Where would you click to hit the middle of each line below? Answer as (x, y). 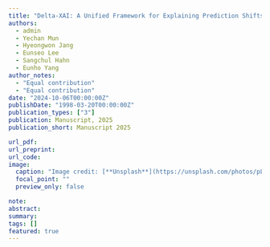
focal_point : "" (43, 180)
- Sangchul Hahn (43, 61)
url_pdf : (23, 142)
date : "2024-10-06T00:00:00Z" (59, 98)
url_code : (25, 157)
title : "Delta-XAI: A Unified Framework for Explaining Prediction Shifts (136, 16)
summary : (23, 216)
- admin (29, 30)
